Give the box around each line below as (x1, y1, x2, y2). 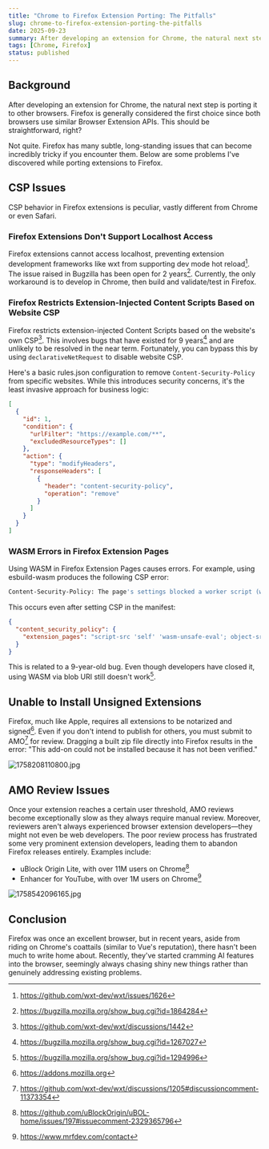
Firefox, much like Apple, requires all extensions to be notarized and (8, 716, 232, 725)
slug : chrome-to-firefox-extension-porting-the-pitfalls (8, 19, 203, 27)
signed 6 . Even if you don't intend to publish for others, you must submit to (8, 725, 252, 736)
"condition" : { (22, 422, 74, 431)
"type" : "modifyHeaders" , (29, 460, 116, 468)
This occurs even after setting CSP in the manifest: (8, 602, 176, 613)
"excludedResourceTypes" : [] (29, 437, 127, 445)
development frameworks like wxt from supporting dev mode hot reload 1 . (8, 257, 250, 268)
